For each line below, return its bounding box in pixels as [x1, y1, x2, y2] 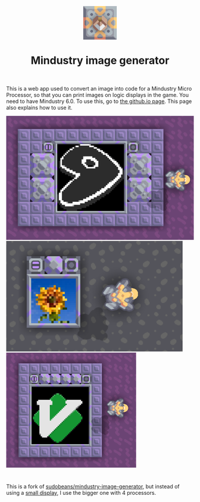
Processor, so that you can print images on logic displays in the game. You [6, 91, 189, 98]
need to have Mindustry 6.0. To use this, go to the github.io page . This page [6, 98, 192, 105]
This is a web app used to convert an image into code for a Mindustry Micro [6, 85, 192, 92]
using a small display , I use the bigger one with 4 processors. [6, 489, 157, 496]
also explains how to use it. [6, 104, 73, 111]
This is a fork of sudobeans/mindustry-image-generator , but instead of [6, 482, 180, 490]
